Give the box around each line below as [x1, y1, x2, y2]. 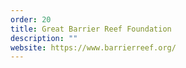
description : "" [10, 33, 78, 43]
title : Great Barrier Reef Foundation [10, 24, 172, 34]
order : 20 [10, 14, 52, 25]
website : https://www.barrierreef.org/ [10, 42, 177, 53]
